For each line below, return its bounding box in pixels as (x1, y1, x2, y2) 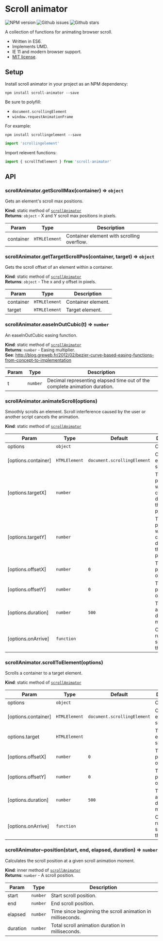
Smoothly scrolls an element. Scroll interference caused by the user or (5, 409, 146, 415)
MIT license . (12, 54, 37, 59)
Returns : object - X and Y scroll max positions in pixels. (5, 213, 117, 219)
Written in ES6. (12, 38, 42, 44)
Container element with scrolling (66, 233, 140, 240)
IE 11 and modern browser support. (12, 49, 82, 55)
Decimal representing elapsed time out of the (47, 377, 150, 384)
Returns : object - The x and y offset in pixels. (5, 279, 97, 285)
